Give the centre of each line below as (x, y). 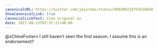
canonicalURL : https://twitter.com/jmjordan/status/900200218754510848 (79, 9)
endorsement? (19, 42)
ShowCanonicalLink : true (30, 14)
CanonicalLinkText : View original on (43, 18)
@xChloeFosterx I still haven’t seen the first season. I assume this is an (76, 36)
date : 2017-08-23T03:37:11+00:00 (39, 23)
